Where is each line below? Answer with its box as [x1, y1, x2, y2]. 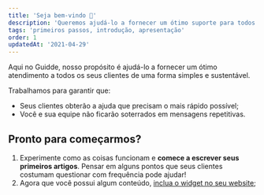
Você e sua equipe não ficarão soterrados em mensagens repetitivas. [19, 109, 246, 119]
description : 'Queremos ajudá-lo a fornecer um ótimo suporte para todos [8, 19, 256, 27]
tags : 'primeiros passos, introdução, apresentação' [8, 26, 185, 34]
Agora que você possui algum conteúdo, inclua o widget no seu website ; [19, 178, 256, 187]
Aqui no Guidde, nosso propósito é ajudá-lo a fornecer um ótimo [8, 62, 218, 72]
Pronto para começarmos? [8, 132, 142, 145]
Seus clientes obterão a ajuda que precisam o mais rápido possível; [19, 101, 239, 111]
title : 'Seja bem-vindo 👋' [8, 11, 97, 20]
